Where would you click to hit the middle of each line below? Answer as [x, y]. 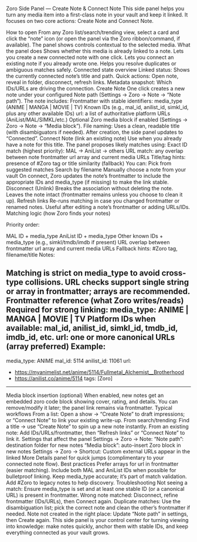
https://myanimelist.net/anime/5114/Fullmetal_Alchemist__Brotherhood [99, 372]
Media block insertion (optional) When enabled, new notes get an [85, 395]
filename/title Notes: [30, 255]
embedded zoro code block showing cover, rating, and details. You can [92, 401]
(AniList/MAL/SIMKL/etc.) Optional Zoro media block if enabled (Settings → [97, 119]
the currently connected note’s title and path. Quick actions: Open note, [92, 76]
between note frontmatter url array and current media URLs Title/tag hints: [96, 157]
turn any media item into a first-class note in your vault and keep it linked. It [97, 15]
